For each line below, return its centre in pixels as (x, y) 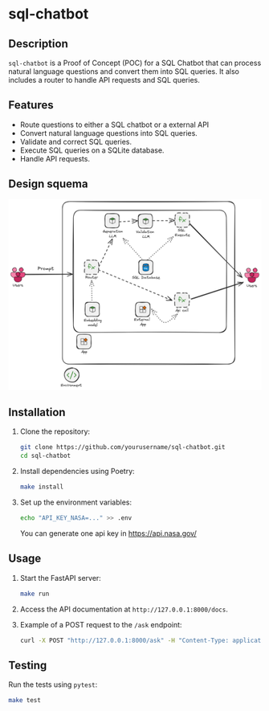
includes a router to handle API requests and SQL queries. (104, 80)
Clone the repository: (55, 431)
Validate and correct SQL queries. (76, 141)
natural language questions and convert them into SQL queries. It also (124, 72)
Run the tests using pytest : (53, 684)
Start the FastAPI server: (61, 578)
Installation (37, 412)
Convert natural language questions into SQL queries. (109, 133)
